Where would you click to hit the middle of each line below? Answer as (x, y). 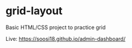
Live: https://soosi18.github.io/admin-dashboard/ (66, 39)
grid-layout (34, 11)
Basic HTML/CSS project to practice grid (56, 27)
